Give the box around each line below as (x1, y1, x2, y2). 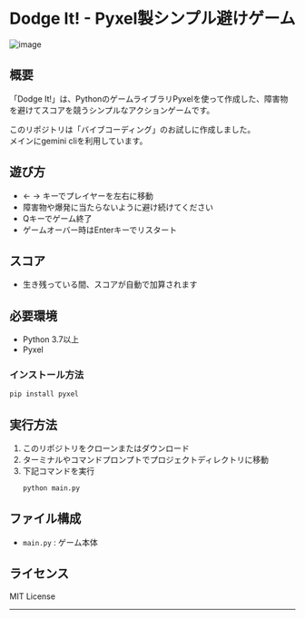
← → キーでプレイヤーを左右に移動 (22, 190, 154, 201)
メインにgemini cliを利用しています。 (9, 135, 148, 146)
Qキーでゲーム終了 (22, 212, 93, 223)
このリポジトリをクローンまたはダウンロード (22, 443, 191, 454)
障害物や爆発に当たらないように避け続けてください (22, 201, 214, 212)
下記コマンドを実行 (22, 466, 95, 477)
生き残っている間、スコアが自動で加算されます (22, 279, 198, 290)
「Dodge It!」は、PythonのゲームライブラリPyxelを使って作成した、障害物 (9, 93, 289, 104)
